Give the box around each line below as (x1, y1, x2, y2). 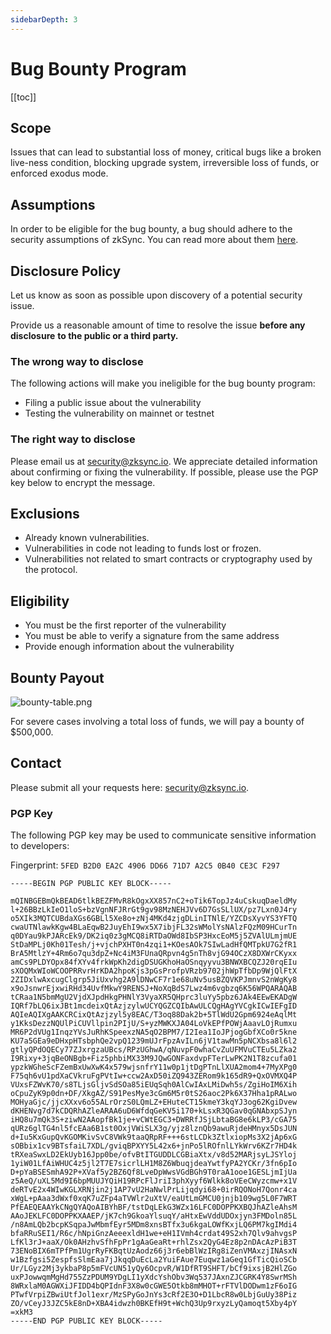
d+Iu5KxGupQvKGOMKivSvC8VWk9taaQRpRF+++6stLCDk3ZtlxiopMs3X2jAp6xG (10, 1132, 298, 1143)
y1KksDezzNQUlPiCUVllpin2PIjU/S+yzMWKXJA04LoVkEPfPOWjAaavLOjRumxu (10, 1019, 298, 1029)
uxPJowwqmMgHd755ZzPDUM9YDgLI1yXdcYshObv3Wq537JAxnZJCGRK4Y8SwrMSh (10, 1272, 298, 1283)
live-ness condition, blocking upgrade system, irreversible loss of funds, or (10, 157, 320, 169)
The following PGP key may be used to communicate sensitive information (10, 829, 317, 841)
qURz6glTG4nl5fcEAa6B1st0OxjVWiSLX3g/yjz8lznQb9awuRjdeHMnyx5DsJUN (10, 1124, 298, 1134)
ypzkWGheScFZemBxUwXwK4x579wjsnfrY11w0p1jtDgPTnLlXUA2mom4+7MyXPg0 (10, 1062, 298, 1073)
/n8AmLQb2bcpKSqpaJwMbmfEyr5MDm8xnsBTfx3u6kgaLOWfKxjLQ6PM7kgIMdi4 (10, 1220, 298, 1230)
